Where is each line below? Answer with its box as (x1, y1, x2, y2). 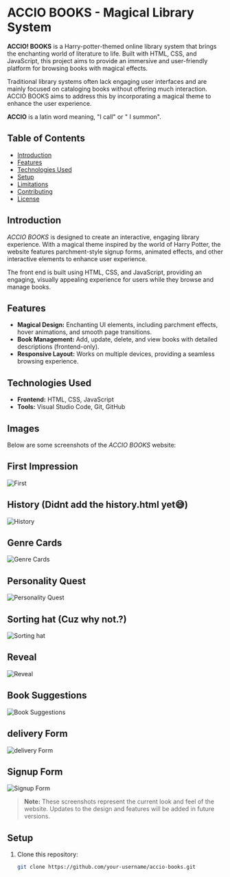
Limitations (16, 180, 49, 188)
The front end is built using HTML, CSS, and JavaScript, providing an (7, 268, 203, 276)
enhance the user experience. (7, 99, 92, 107)
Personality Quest (7, 575, 86, 587)
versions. (23, 812, 50, 821)
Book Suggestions (7, 689, 87, 702)
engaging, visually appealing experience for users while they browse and (7, 275, 214, 283)
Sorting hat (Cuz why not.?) (7, 613, 127, 625)
